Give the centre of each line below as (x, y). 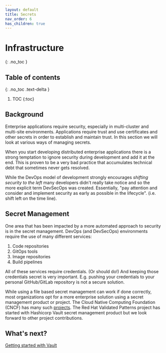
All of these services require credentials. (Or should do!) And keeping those (82, 271)
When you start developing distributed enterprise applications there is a (78, 152)
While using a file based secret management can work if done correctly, (78, 292)
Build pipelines (27, 262)
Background (24, 115)
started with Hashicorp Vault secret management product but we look (76, 312)
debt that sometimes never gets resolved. (47, 168)
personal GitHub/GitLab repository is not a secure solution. (65, 282)
